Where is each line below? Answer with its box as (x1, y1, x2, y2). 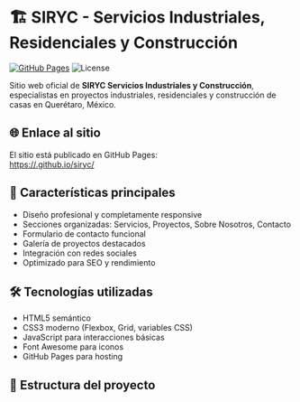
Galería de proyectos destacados (22, 238, 146, 248)
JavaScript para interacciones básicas (22, 332, 165, 343)
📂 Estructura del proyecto (9, 377, 156, 393)
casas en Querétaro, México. (9, 98, 117, 109)
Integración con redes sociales (22, 248, 137, 258)
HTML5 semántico (22, 313, 92, 323)
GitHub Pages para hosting (22, 351, 123, 362)
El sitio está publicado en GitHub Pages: (9, 149, 158, 160)
